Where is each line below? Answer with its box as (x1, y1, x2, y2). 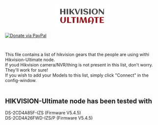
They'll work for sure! (5, 67, 48, 73)
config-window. (5, 78, 37, 83)
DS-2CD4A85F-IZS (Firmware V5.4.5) (5, 109, 82, 116)
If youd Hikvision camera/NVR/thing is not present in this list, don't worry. (5, 62, 153, 68)
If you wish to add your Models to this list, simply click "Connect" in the (5, 72, 149, 78)
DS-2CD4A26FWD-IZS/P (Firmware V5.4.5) (5, 115, 93, 121)
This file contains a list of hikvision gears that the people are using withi (5, 52, 149, 58)
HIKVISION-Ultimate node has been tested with (5, 97, 153, 105)
